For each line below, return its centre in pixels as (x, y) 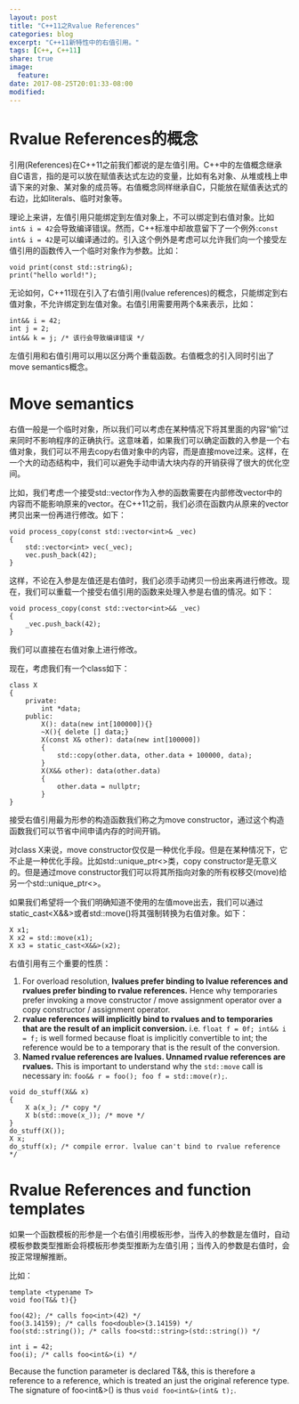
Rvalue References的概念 (104, 138)
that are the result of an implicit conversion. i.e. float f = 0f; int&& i (154, 1028)
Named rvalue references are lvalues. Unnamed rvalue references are (154, 1057)
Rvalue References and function (130, 1190)
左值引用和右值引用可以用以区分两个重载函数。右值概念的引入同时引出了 (141, 356)
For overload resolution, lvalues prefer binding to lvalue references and (155, 981)
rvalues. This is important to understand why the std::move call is (142, 1067)
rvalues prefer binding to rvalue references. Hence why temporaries (149, 991)
